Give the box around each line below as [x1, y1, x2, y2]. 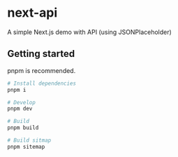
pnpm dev [7, 106, 33, 113]
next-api [7, 5, 58, 21]
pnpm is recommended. [7, 66, 76, 74]
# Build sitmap [7, 137, 52, 144]
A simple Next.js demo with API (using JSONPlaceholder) [7, 28, 172, 36]
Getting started [7, 48, 75, 60]
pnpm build [7, 124, 39, 131]
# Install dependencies [7, 80, 77, 87]
